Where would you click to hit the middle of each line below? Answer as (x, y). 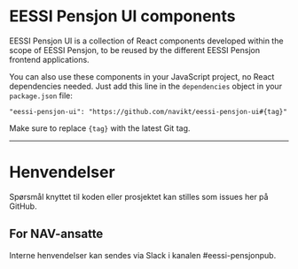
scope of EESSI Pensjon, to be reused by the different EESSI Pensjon (134, 50)
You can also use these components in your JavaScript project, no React (142, 76)
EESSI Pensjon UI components (122, 16)
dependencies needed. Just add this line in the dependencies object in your (145, 86)
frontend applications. (50, 59)
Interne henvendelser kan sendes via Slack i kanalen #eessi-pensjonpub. (143, 255)
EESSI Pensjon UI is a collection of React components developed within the (146, 41)
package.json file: (41, 96)
